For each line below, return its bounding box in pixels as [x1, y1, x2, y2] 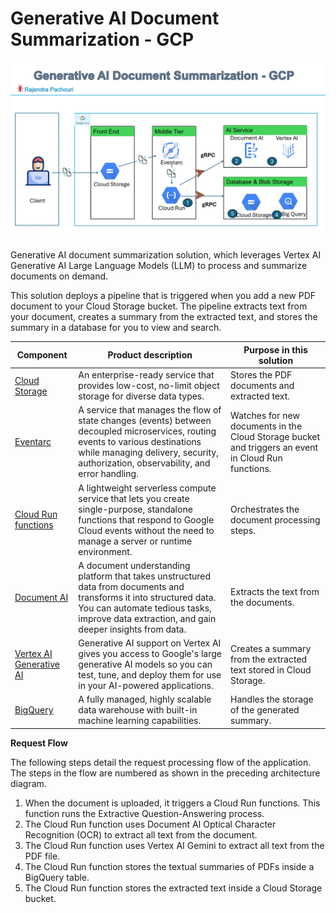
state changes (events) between [78, 415, 212, 427]
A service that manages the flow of [78, 404, 222, 416]
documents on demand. [10, 270, 109, 282]
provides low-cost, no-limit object [78, 380, 220, 392]
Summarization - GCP [10, 28, 195, 51]
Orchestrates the [230, 503, 300, 515]
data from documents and [78, 580, 185, 592]
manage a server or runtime [78, 535, 193, 547]
